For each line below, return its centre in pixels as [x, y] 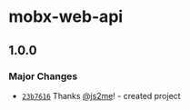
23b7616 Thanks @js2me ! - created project [101, 95]
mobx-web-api [66, 17]
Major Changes [43, 76]
